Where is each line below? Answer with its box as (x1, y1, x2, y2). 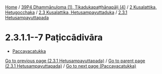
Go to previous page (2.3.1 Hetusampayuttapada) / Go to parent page (5, 58, 145, 64)
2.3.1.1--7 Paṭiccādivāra (5, 32, 103, 43)
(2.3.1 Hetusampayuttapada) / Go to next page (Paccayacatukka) (5, 63, 136, 69)
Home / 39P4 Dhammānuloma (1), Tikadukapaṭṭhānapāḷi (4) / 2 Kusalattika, (5, 4, 157, 10)
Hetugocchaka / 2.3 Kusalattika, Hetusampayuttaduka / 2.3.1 (5, 9, 128, 15)
